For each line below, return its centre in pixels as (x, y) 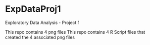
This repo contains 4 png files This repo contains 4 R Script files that (75, 32)
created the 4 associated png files (40, 37)
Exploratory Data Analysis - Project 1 (42, 22)
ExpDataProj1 (33, 9)
